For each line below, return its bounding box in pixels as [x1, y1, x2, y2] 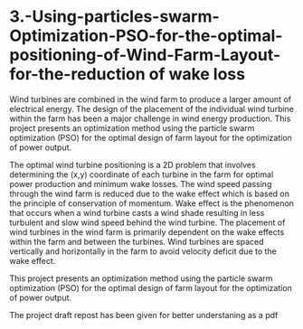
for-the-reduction [9, 64, 147, 85]
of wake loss [148, 64, 246, 85]
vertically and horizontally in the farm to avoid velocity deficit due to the [9, 246, 278, 257]
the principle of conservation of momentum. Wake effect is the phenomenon [9, 197, 294, 209]
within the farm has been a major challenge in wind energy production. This [9, 113, 291, 124]
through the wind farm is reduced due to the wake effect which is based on [9, 188, 289, 199]
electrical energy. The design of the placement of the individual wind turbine [9, 103, 295, 114]
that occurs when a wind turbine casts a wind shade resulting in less [9, 207, 265, 218]
